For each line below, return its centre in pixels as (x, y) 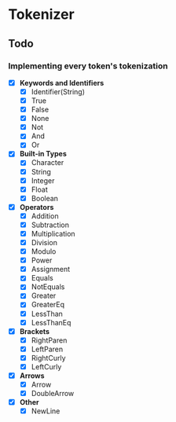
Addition (45, 216)
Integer (43, 180)
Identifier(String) (58, 91)
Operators (37, 207)
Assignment (51, 270)
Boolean (45, 198)
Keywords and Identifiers (62, 83)
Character (48, 163)
